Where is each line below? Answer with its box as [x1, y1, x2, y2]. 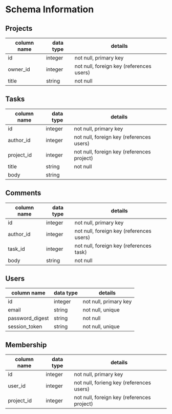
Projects [5, 24, 33, 33]
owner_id [8, 66, 30, 73]
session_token [8, 323, 42, 330]
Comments [5, 189, 41, 198]
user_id [8, 382, 26, 389]
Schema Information [5, 4, 94, 15]
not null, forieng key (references [74, 379, 151, 386]
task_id [8, 245, 26, 252]
